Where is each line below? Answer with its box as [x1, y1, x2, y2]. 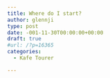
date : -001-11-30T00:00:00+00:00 [7, 29, 104, 36]
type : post [7, 23, 39, 29]
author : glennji [7, 16, 54, 23]
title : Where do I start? [7, 10, 82, 17]
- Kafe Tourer [13, 55, 54, 62]
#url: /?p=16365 [7, 42, 54, 49]
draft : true [7, 36, 42, 42]
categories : [7, 49, 42, 55]
